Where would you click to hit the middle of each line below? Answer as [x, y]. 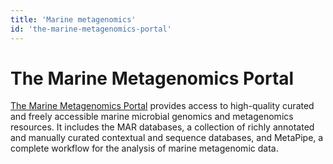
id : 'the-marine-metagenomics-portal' [91, 29]
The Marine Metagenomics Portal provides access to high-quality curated [162, 106]
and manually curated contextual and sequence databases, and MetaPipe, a [167, 138]
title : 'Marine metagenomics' [73, 19]
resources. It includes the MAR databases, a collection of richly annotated [162, 127]
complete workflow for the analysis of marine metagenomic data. [144, 148]
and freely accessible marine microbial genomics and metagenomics [152, 117]
